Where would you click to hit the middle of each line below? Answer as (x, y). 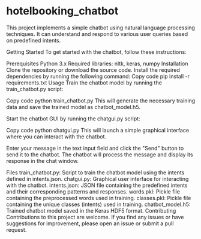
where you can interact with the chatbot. (56, 137)
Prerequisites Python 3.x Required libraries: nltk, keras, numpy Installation (97, 63)
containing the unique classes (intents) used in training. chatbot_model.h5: (98, 204)
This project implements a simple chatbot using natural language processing (100, 28)
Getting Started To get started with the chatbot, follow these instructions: (97, 52)
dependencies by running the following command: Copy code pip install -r (98, 76)
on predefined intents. (34, 40)
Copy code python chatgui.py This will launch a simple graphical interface (98, 130)
